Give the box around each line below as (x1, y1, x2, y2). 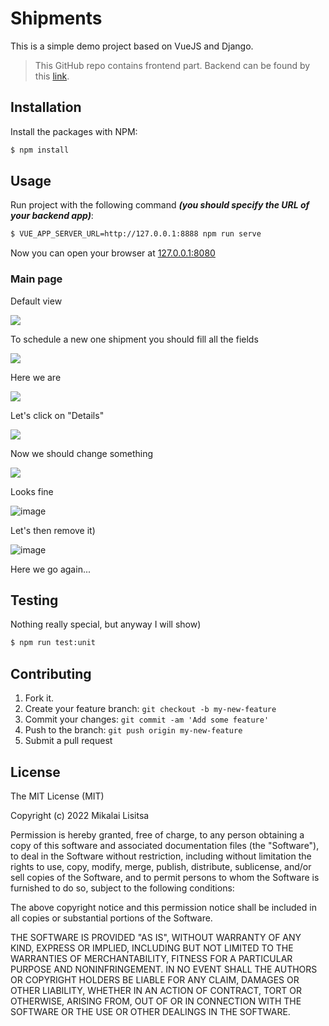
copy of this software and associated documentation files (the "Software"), (10, 839, 320, 851)
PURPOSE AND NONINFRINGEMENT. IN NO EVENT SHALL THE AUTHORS (10, 963, 318, 975)
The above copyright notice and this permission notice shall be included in (10, 901, 317, 913)
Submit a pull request (24, 735, 113, 747)
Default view (10, 295, 63, 307)
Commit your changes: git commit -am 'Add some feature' (24, 713, 270, 726)
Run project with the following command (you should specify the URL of (10, 199, 310, 211)
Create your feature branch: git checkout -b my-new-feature (24, 703, 277, 715)
